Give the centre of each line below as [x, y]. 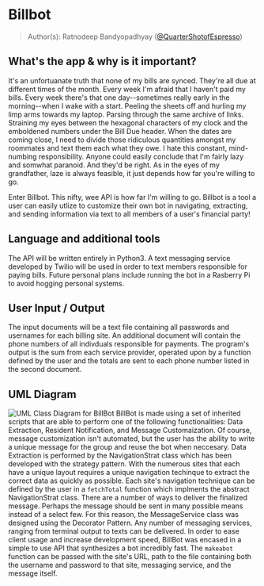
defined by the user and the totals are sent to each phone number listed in [129, 361]
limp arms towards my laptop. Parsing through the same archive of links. [126, 114]
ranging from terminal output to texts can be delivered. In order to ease [124, 531]
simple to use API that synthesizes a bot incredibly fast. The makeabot [121, 548]
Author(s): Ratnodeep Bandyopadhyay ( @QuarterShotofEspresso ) [135, 36]
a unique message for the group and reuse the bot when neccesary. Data [127, 447]
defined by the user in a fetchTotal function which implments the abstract [129, 489]
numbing [23, 156]
